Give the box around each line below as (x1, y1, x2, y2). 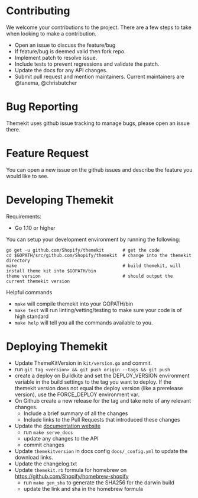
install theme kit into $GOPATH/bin (6, 268, 96, 274)
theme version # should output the (6, 273, 173, 279)
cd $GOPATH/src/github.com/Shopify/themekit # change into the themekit (6, 252, 192, 258)
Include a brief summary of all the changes (23, 410, 128, 417)
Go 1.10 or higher (14, 224, 56, 232)
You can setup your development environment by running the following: (6, 236, 181, 243)
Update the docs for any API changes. (14, 66, 108, 73)
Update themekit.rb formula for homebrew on (14, 466, 127, 473)
